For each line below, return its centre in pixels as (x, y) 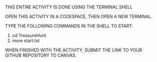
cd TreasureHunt (29, 35)
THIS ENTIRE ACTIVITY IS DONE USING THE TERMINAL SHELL (69, 7)
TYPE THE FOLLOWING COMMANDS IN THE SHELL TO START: (69, 26)
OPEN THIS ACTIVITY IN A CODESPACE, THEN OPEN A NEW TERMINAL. (79, 16)
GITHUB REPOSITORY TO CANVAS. (41, 55)
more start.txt (26, 41)
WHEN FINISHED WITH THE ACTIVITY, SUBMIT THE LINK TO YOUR (74, 50)
